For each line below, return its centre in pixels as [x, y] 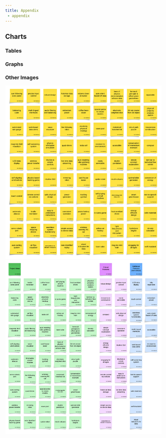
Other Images [22, 77]
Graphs [14, 64]
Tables [13, 51]
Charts [16, 37]
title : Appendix [22, 10]
